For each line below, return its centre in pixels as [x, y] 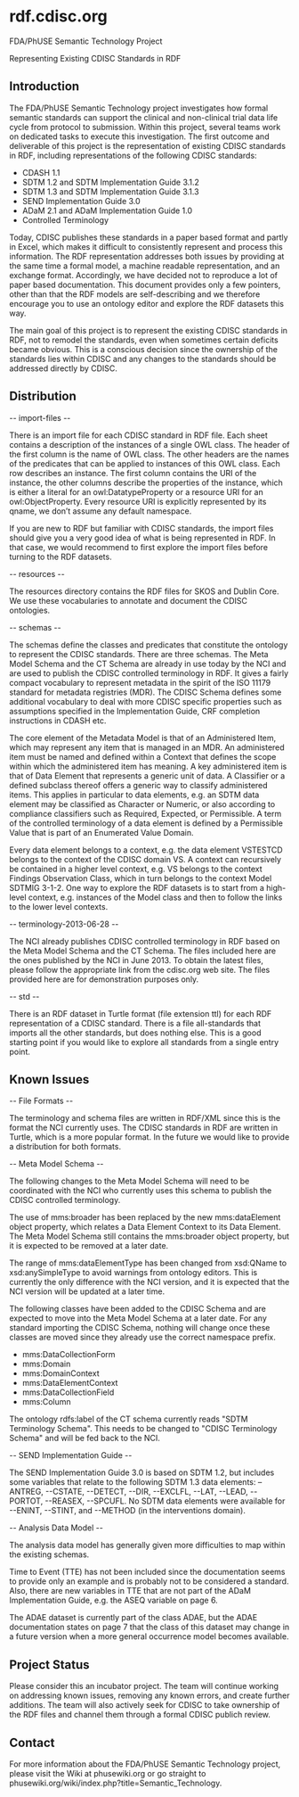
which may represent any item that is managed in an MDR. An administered [147, 747]
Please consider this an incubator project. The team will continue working [144, 1686]
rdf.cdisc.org [59, 16]
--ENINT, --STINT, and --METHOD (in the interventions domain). [128, 1511]
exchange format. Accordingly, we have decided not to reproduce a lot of [144, 275]
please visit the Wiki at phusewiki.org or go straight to [108, 1773]
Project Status [50, 1665]
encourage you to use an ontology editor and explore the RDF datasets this [147, 303]
